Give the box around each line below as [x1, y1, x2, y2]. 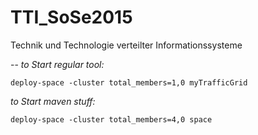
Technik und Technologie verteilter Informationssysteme [10, 39, 243, 51]
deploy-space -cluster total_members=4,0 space [10, 114, 213, 125]
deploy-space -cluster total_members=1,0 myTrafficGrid [10, 77, 248, 88]
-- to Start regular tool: [10, 58, 105, 70]
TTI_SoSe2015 [10, 6, 133, 29]
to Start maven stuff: [10, 95, 96, 107]
